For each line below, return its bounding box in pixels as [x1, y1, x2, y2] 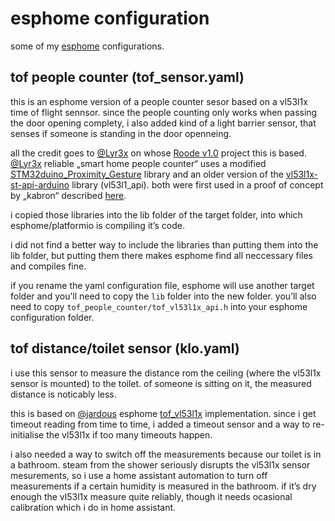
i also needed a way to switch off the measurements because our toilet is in [10, 448, 322, 460]
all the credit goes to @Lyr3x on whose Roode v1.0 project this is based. [10, 147, 307, 159]
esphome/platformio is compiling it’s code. [10, 219, 185, 231]
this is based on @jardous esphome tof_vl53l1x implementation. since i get [10, 407, 317, 419]
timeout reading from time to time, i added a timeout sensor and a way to [10, 418, 311, 430]
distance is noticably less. [10, 388, 117, 400]
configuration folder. [10, 311, 95, 323]
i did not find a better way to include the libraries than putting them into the [10, 238, 319, 251]
